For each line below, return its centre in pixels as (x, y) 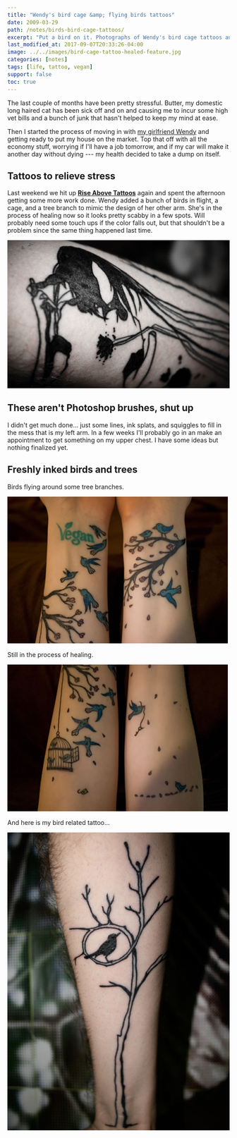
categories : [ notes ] (38, 60)
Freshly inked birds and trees (72, 470)
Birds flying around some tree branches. (66, 487)
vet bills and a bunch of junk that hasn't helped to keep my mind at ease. (113, 118)
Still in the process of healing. (50, 654)
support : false (30, 74)
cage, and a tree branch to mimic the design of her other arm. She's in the (115, 208)
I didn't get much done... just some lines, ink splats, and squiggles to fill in (115, 425)
